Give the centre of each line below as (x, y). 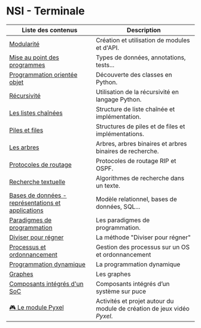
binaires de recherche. (127, 151)
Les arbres (24, 147)
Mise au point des (34, 57)
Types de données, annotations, (141, 57)
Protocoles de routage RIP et (136, 161)
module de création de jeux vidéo (142, 308)
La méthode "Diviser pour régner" (143, 237)
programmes (27, 65)
